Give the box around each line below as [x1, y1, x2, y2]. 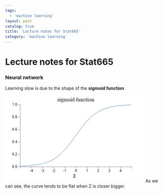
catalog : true [5, 24, 35, 29]
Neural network [5, 74, 44, 81]
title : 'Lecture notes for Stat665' [5, 29, 81, 34]
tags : [5, 8, 16, 13]
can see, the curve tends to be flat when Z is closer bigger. [5, 183, 125, 189]
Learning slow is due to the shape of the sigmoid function [5, 85, 124, 92]
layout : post [5, 18, 32, 23]
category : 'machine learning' [5, 34, 68, 39]
